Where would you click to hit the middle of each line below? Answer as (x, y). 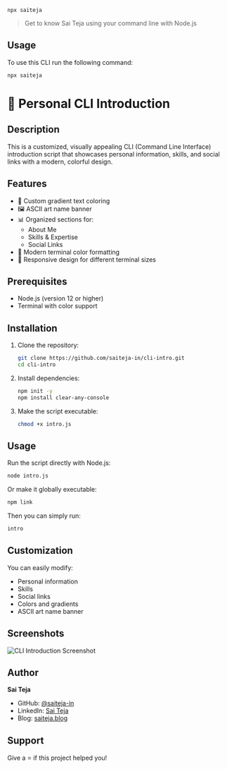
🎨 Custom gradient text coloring (64, 200)
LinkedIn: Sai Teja (43, 711)
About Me (42, 229)
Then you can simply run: (44, 516)
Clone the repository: (48, 345)
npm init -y (35, 391)
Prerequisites (37, 281)
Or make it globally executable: (52, 490)
